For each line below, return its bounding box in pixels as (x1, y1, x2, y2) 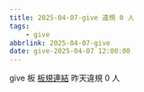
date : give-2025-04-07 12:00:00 (9, 47, 130, 56)
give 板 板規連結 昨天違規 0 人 (9, 73, 121, 84)
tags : (9, 22, 30, 31)
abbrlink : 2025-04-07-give (9, 38, 111, 48)
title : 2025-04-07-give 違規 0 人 (9, 13, 135, 23)
